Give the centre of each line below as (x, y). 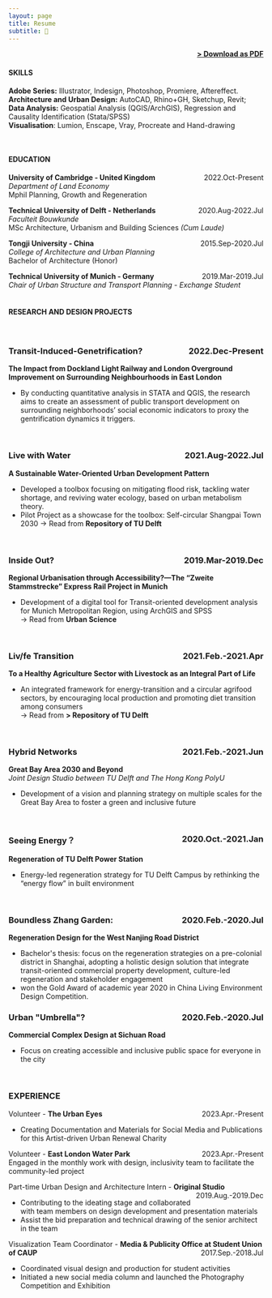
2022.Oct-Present (234, 177)
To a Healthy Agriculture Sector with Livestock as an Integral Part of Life (132, 674)
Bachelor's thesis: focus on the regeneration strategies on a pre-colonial (141, 953)
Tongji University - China (51, 243)
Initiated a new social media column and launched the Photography (132, 1277)
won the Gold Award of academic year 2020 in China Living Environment (141, 988)
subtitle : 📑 (28, 31)
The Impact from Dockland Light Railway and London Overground (121, 369)
